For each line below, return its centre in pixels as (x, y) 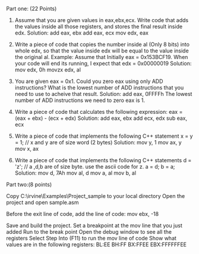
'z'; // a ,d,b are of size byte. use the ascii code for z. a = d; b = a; (95, 167)
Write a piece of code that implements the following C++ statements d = (103, 160)
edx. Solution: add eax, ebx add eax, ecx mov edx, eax (81, 33)
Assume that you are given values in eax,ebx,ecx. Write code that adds (102, 20)
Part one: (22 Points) (31, 9)
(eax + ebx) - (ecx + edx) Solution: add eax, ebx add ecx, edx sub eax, (101, 118)
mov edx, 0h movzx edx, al (48, 70)
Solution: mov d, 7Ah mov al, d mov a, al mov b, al (75, 173)
